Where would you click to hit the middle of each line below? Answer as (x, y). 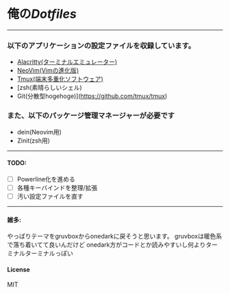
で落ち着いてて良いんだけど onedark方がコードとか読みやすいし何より (106, 245)
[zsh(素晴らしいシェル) (49, 88)
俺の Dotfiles (42, 14)
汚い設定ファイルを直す (50, 196)
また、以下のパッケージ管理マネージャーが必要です (91, 116)
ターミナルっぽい (49, 254)
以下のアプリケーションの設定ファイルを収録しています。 (101, 45)
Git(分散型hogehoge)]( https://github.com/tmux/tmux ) (92, 96)
